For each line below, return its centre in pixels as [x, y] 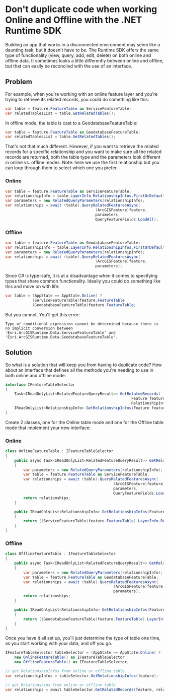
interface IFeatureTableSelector [40, 385]
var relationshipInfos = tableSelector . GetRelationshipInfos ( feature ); [82, 676]
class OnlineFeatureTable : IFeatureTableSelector [59, 451]
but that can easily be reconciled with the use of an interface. [69, 66]
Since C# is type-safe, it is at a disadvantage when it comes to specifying [81, 276]
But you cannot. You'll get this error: [43, 315]
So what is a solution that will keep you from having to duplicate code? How [83, 365]
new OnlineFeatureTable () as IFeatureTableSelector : [72, 657]
